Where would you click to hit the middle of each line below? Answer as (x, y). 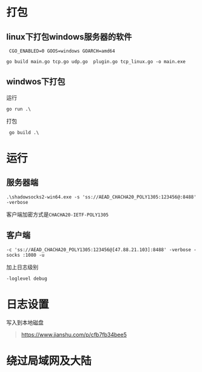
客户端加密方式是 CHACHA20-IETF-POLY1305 (58, 214)
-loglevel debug (27, 279)
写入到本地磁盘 (25, 322)
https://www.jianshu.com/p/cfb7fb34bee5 (74, 334)
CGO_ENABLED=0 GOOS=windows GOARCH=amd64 (62, 51)
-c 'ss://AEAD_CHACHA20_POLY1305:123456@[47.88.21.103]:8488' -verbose (99, 249)
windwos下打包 (36, 82)
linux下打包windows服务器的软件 (69, 37)
